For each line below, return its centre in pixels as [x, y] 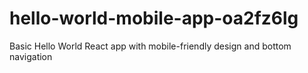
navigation [31, 56]
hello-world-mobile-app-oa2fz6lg [154, 18]
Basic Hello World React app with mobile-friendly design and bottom [150, 46]
